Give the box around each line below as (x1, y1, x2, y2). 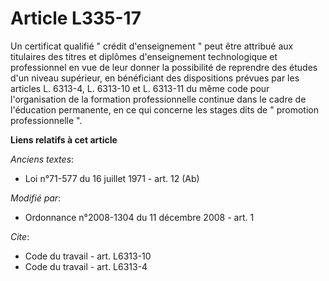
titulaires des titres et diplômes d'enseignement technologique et (10, 50, 278, 62)
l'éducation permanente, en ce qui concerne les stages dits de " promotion (10, 103, 319, 116)
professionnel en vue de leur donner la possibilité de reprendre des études (10, 61, 318, 73)
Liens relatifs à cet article (10, 133, 118, 146)
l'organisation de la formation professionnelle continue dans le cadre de (10, 93, 307, 105)
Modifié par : (10, 192, 62, 204)
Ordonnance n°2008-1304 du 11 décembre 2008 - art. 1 (24, 211, 255, 223)
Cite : (10, 230, 30, 242)
